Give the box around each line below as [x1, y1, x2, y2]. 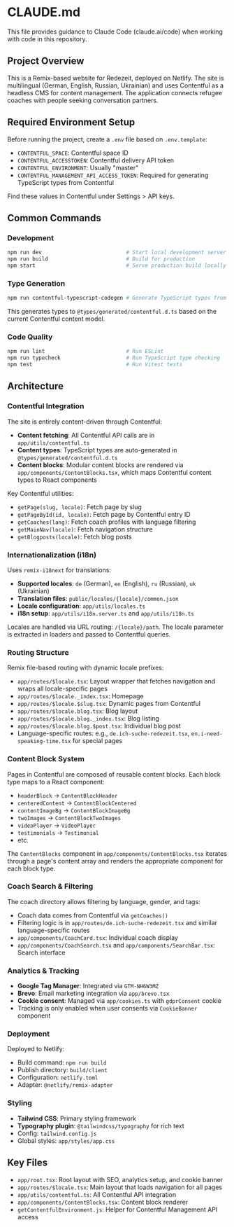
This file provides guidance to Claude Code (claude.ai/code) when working [7, 27, 224, 36]
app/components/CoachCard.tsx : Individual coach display [17, 933, 178, 942]
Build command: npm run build [17, 1058, 107, 1067]
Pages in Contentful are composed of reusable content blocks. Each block [7, 770, 221, 778]
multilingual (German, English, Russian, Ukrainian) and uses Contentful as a [7, 81, 224, 90]
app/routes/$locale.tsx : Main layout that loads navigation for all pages [17, 1183, 222, 1191]
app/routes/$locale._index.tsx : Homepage [17, 692, 144, 700]
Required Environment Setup [7, 116, 136, 128]
